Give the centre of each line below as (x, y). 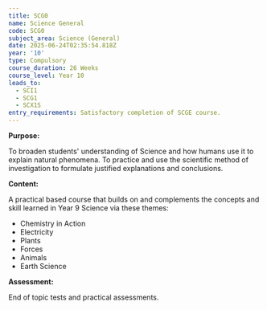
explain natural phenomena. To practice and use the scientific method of (129, 160)
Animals (33, 257)
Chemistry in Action (53, 223)
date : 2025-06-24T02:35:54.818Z (62, 46)
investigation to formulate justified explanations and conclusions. (116, 168)
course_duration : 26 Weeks (53, 68)
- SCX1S (29, 105)
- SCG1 (27, 98)
